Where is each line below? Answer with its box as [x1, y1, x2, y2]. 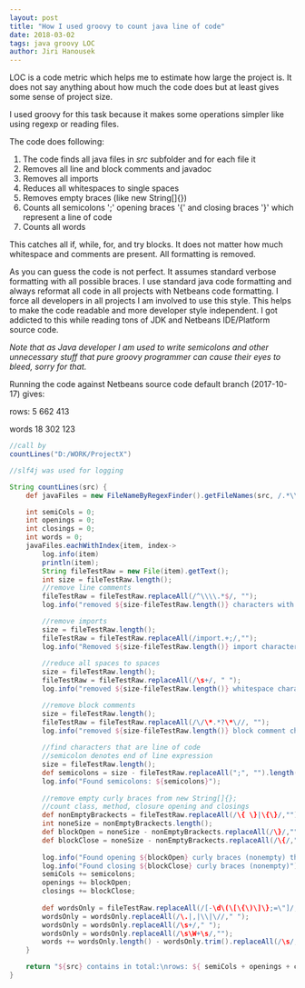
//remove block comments [42, 701, 136, 710]
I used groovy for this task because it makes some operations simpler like [9, 109, 284, 120]
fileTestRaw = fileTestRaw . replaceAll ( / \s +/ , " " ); [42, 676, 242, 685]
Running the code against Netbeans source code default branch [9, 379, 250, 390]
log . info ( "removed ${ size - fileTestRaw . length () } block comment [42, 726, 286, 735]
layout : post [9, 13, 59, 23]
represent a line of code [22, 212, 113, 223]
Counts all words [22, 222, 86, 233]
